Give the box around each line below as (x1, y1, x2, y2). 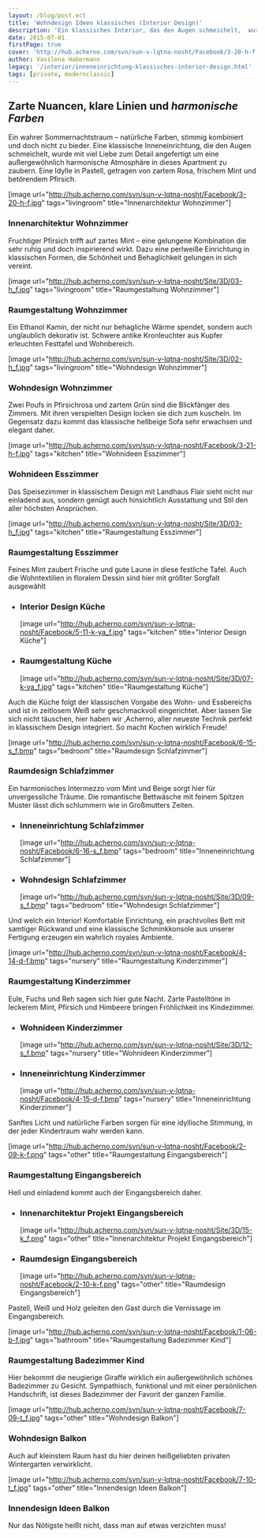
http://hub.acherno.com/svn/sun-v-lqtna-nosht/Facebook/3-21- (48, 441, 256, 450)
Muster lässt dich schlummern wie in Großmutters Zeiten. (8, 800, 195, 809)
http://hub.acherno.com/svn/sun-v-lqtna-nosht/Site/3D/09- (60, 892, 255, 902)
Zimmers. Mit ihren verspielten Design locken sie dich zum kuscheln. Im (8, 409, 242, 418)
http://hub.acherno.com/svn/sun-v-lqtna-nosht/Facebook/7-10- (48, 1474, 256, 1484)
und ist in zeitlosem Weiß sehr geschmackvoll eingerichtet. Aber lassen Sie (8, 705, 252, 715)
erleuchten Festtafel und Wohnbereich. (8, 339, 135, 349)
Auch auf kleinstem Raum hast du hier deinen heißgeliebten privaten (8, 1450, 230, 1460)
